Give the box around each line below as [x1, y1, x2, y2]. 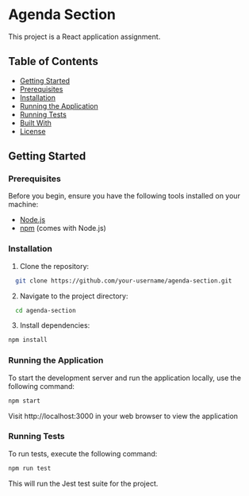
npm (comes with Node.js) [19, 224, 107, 233]
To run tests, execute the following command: [8, 448, 158, 458]
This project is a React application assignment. [8, 32, 161, 41]
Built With [19, 117, 52, 128]
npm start [8, 397, 41, 405]
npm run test [8, 464, 52, 472]
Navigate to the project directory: [19, 291, 128, 301]
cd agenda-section [15, 306, 77, 314]
